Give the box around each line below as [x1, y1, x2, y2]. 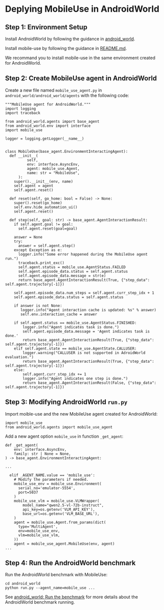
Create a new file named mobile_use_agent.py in [5, 87, 102, 93]
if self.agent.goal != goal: [14, 222, 73, 227]
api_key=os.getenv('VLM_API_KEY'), [23, 507, 95, 512]
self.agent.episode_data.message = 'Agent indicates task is [23, 329, 150, 334]
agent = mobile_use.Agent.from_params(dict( [14, 520, 106, 525]
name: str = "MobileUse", [26, 170, 80, 175]
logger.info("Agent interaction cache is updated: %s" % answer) [20, 307, 157, 312]
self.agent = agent [14, 183, 54, 188]
